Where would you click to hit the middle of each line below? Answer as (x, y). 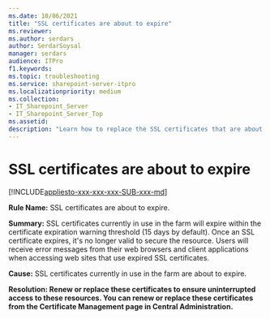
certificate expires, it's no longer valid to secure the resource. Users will (129, 240)
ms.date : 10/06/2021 (43, 16)
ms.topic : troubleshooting (54, 76)
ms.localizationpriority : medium (65, 91)
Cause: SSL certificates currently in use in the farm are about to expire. (128, 274)
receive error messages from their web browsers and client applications (129, 249)
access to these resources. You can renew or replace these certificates (131, 298)
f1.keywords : (30, 69)
